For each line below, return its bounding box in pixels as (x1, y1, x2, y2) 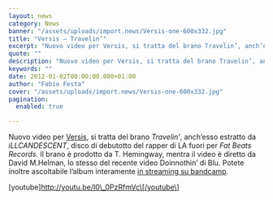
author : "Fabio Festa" (8, 80, 85, 88)
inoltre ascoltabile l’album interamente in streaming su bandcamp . (8, 167, 229, 176)
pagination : (8, 95, 49, 103)
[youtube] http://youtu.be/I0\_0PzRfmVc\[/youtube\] (8, 182, 180, 192)
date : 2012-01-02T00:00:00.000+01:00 (8, 72, 136, 80)
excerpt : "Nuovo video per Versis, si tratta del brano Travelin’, (8, 42, 242, 50)
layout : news (8, 11, 53, 20)
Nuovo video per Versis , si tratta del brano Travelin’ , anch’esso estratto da (8, 132, 257, 142)
